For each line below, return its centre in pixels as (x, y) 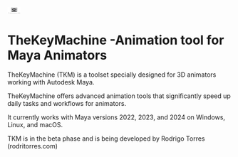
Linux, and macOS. (35, 125)
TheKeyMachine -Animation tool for (116, 40)
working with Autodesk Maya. (51, 82)
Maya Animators (57, 55)
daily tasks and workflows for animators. (67, 104)
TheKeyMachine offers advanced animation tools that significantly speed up (119, 96)
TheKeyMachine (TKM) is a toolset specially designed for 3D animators (112, 75)
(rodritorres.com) (33, 146)
